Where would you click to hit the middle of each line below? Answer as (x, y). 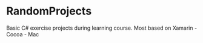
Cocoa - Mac (23, 34)
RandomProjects (49, 11)
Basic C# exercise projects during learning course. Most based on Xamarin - (102, 28)
